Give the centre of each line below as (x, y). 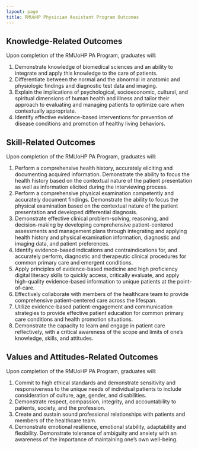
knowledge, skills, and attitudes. (54, 338)
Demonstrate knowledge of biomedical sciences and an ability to (94, 67)
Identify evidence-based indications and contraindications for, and (96, 250)
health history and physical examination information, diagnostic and (97, 237)
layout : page (22, 12)
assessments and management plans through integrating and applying (101, 231)
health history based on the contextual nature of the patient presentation (103, 181)
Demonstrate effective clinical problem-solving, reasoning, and (92, 219)
